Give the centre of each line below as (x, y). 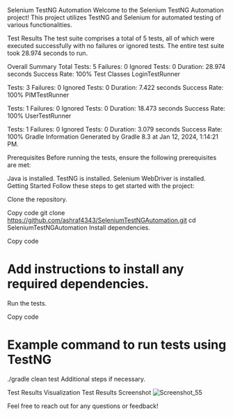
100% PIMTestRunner (38, 95)
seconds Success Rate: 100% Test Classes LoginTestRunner (94, 74)
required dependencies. (78, 284)
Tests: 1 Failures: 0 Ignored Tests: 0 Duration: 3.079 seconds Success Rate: (115, 129)
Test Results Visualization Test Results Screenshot (79, 392)
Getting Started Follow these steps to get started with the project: (101, 186)
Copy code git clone (36, 213)
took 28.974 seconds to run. (48, 53)
